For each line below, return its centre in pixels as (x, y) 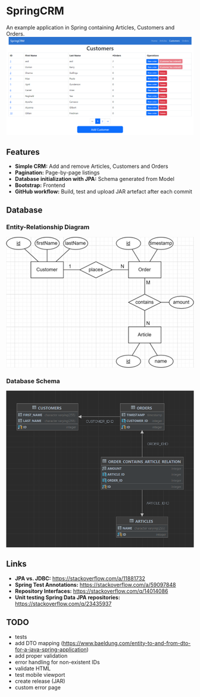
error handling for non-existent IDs (57, 662)
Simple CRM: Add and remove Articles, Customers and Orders (91, 166)
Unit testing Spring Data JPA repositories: (67, 597)
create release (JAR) (40, 681)
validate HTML (33, 668)
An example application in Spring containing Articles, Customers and (90, 27)
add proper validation (41, 655)
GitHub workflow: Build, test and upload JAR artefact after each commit (103, 192)
